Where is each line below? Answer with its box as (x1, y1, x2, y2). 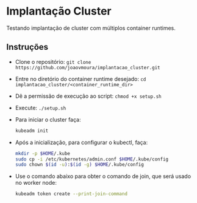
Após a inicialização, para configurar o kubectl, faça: (15, 139, 148, 146)
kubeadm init (15, 128, 49, 134)
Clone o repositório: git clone (15, 58, 91, 65)
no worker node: (15, 179, 57, 187)
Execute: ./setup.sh (15, 104, 66, 111)
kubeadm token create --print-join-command (15, 191, 128, 197)
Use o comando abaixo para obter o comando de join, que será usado (15, 173, 191, 180)
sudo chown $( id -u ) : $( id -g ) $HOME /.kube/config (15, 162, 145, 168)
